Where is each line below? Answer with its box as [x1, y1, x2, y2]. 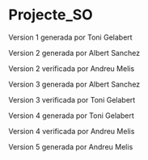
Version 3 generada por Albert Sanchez [8, 79, 141, 89]
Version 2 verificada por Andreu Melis [8, 63, 135, 74]
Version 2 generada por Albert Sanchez [8, 48, 140, 57]
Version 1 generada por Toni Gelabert [8, 32, 133, 42]
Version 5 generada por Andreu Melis [8, 141, 133, 151]
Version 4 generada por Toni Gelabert [8, 111, 135, 120]
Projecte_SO [8, 6, 93, 24]
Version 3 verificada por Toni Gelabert [8, 95, 136, 104]
